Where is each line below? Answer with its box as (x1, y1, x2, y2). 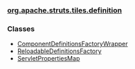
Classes (7, 23, 35, 33)
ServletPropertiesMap (17, 55, 80, 63)
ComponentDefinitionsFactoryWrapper (17, 40, 128, 48)
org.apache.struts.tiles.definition (7, 6, 123, 15)
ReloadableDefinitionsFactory (17, 47, 102, 55)
